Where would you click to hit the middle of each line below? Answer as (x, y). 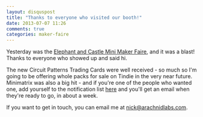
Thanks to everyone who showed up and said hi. (67, 58)
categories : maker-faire (38, 35)
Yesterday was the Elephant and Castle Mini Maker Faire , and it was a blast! (101, 52)
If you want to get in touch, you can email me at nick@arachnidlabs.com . (97, 107)
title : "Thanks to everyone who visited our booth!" (74, 18)
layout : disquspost (31, 12)
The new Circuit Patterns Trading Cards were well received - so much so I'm (101, 70)
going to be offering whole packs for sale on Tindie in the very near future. (99, 76)
